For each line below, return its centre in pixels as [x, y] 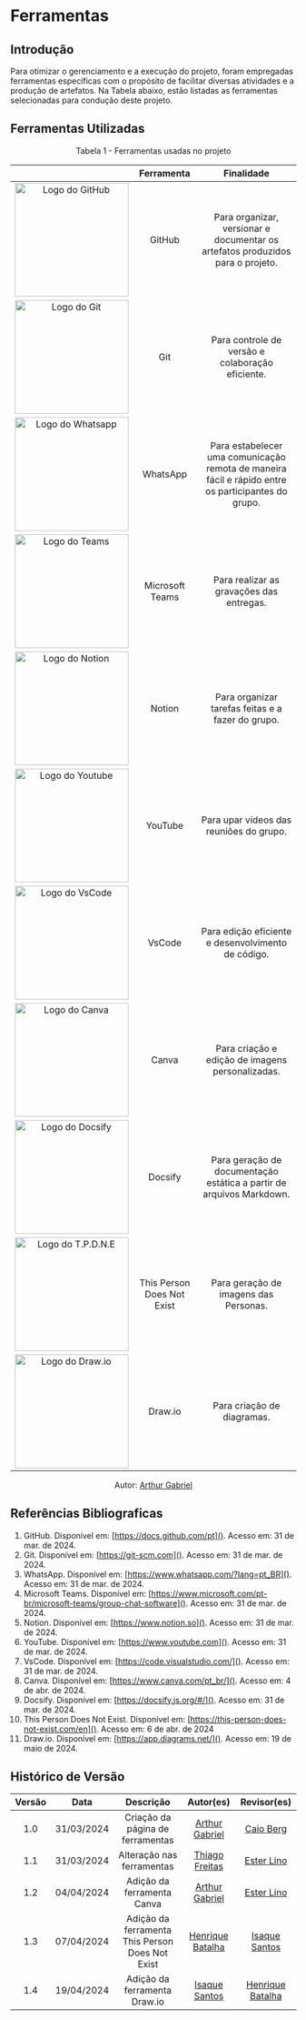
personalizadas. [247, 1071]
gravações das [247, 591]
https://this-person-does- [238, 1719]
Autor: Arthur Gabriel [153, 1485]
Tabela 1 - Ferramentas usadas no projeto [153, 150]
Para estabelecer [247, 445]
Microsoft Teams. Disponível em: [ [88, 1593]
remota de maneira [247, 468]
